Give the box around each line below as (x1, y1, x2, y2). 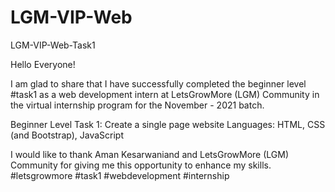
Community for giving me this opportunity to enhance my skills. (10, 159, 272, 171)
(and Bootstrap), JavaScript (10, 129, 124, 141)
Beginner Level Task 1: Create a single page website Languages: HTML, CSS (10, 118, 326, 130)
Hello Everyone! (10, 58, 76, 70)
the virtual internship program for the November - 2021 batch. (10, 99, 265, 111)
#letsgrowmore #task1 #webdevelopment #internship (10, 169, 230, 181)
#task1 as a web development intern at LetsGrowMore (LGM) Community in (10, 88, 320, 100)
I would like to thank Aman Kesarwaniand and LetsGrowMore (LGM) (10, 148, 290, 160)
